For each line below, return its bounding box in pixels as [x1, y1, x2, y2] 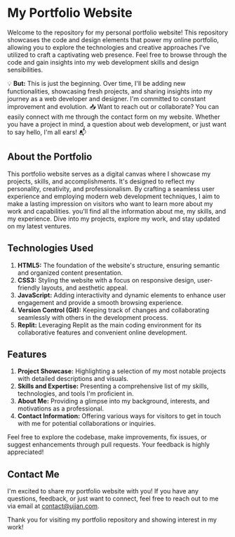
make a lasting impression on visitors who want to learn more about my [7, 199, 213, 208]
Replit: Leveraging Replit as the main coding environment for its [17, 321, 202, 329]
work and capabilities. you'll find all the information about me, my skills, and [7, 207, 227, 215]
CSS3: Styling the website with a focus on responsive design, [17, 276, 196, 284]
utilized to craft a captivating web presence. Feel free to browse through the [7, 51, 227, 59]
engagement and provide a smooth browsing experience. [17, 298, 184, 306]
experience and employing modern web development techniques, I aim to [7, 192, 220, 200]
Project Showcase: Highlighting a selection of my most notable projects [17, 367, 227, 375]
